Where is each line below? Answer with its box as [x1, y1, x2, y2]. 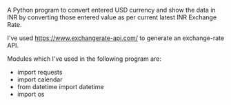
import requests [17, 68, 63, 76]
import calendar [17, 75, 63, 84]
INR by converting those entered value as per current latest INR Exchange [7, 13, 217, 21]
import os [17, 90, 45, 98]
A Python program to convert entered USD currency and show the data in [7, 6, 216, 14]
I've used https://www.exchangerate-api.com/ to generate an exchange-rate [7, 34, 225, 42]
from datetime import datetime [17, 83, 105, 90]
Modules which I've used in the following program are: [7, 55, 162, 63]
